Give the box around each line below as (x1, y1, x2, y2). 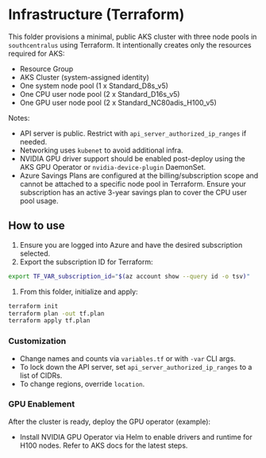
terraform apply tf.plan (8, 317, 91, 325)
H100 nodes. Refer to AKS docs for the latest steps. (19, 441, 188, 450)
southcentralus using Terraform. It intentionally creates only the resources (8, 40, 252, 49)
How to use (8, 219, 65, 233)
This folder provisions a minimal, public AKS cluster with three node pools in (8, 32, 257, 41)
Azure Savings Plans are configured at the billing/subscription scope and (19, 171, 259, 180)
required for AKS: (8, 48, 65, 58)
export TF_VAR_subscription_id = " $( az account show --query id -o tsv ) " (8, 272, 250, 280)
